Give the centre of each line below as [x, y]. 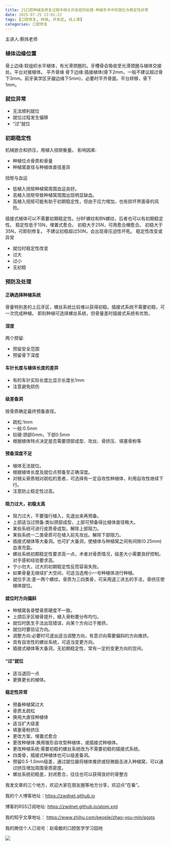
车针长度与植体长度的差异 [32, 368]
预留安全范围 [26, 349]
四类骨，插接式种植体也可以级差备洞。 [52, 755]
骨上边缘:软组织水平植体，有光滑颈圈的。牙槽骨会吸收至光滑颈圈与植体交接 [83, 65]
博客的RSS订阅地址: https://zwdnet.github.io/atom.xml [61, 806]
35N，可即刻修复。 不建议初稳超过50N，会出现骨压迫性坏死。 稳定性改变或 [84, 231]
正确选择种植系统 [23, 295]
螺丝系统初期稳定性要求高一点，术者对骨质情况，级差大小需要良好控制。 [88, 554]
